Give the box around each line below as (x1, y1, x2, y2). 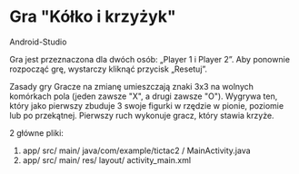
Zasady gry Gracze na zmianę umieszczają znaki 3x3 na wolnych (9, 81, 254, 92)
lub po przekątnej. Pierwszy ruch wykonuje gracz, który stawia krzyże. (9, 110, 274, 121)
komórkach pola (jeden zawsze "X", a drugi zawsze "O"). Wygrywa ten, (9, 91, 278, 101)
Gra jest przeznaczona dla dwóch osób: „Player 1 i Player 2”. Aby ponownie (9, 53, 291, 64)
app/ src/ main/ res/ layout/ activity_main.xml (22, 154, 192, 165)
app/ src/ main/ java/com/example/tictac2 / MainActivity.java (22, 145, 252, 156)
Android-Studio (9, 36, 67, 47)
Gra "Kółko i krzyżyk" (9, 6, 176, 27)
